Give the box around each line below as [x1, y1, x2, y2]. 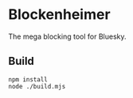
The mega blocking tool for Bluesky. [8, 32, 127, 41]
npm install [8, 75, 48, 84]
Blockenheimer [8, 6, 111, 24]
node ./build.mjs [8, 82, 66, 90]
